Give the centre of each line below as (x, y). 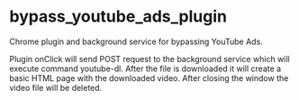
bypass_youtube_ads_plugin (118, 17)
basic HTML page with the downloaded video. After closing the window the (149, 77)
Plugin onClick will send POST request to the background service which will (149, 59)
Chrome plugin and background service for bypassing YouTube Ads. (136, 41)
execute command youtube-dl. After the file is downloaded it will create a (145, 68)
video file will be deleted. (56, 87)
